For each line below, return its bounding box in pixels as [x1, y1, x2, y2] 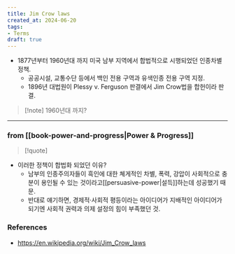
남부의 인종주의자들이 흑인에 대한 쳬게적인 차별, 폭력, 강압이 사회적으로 [27, 169, 220, 178]
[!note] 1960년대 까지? [24, 106, 87, 115]
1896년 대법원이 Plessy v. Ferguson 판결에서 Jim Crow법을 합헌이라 [27, 83, 217, 91]
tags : [7, 23, 23, 30]
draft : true [7, 36, 42, 43]
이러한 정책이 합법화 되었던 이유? [17, 161, 107, 169]
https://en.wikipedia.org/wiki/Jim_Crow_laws [17, 239, 146, 247]
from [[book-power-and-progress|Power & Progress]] [7, 131, 194, 141]
